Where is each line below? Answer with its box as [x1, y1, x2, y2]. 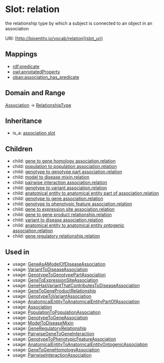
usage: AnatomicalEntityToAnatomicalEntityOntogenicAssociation [12, 341, 148, 347]
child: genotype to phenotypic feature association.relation [12, 201, 132, 207]
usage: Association [12, 304, 52, 310]
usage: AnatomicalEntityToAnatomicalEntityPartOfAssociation [12, 298, 140, 305]
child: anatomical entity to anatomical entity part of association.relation [12, 190, 159, 196]
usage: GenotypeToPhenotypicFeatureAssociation [12, 336, 116, 342]
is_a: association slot [12, 130, 56, 136]
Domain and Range [5, 89, 66, 97]
